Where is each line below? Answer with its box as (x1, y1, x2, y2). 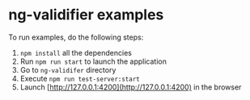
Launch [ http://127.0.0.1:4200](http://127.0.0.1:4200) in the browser (19, 82, 242, 92)
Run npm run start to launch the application (19, 56, 167, 66)
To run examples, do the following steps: (8, 32, 144, 42)
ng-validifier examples (8, 6, 164, 24)
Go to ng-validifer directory (19, 65, 117, 74)
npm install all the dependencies (19, 48, 132, 57)
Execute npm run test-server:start (19, 73, 140, 83)
